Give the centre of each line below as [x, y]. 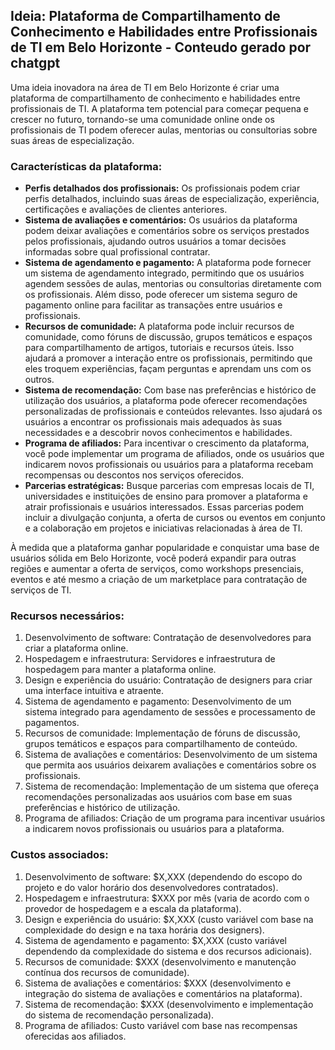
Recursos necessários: [67, 616]
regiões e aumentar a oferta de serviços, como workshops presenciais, [157, 569]
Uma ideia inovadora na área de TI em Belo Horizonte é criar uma [145, 87]
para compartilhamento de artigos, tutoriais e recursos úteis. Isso [159, 348]
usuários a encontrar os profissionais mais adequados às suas [153, 422]
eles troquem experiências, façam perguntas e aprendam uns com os [168, 369]
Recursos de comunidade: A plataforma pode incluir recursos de [159, 326]
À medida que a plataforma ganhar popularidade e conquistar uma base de [165, 548]
